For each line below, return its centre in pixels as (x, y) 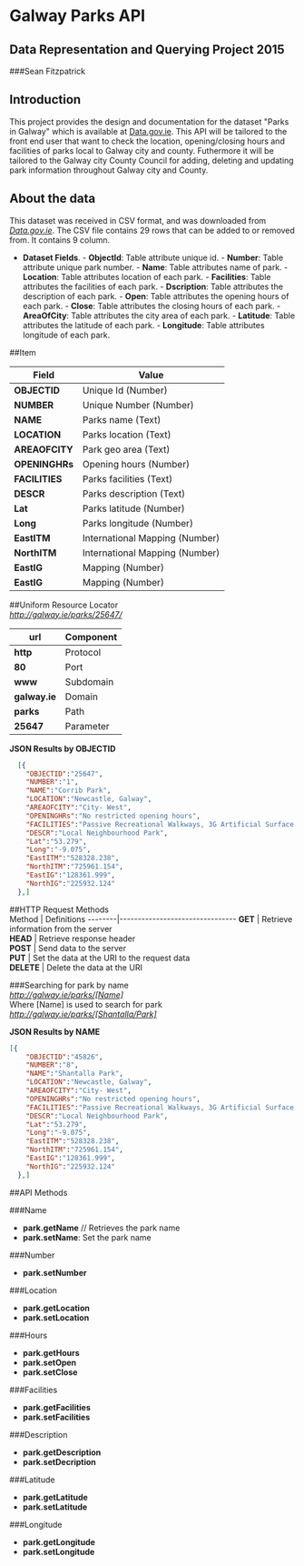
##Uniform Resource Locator (64, 605)
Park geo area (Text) (126, 449)
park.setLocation (56, 1317)
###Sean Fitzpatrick (48, 71)
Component (91, 637)
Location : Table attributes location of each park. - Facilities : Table (147, 276)
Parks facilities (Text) (127, 478)
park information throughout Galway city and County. (109, 170)
